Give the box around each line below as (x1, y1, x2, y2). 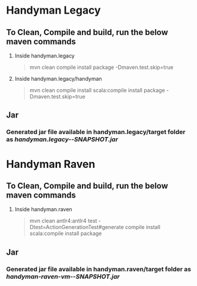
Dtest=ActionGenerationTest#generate (29, 224, 124, 231)
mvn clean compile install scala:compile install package (29, 87, 165, 94)
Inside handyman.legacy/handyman (14, 75, 102, 82)
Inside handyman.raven (14, 206, 72, 213)
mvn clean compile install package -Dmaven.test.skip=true (29, 63, 174, 71)
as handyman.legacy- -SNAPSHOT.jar (6, 135, 119, 144)
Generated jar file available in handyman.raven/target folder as (6, 265, 192, 273)
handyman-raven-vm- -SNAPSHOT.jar (6, 272, 120, 281)
